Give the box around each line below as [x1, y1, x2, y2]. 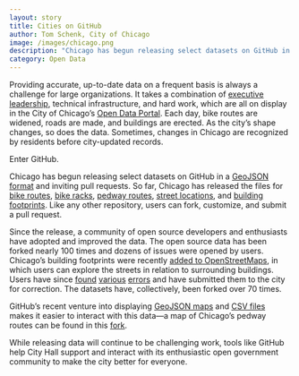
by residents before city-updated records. [9, 136, 164, 147]
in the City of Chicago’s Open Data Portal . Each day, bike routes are [9, 108, 258, 118]
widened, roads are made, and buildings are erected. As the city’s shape [9, 117, 276, 128]
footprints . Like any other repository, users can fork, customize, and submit [9, 200, 287, 210]
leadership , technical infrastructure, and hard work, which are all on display [9, 98, 287, 108]
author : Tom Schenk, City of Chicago [9, 30, 150, 38]
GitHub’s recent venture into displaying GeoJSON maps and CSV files [9, 301, 266, 312]
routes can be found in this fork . [9, 320, 128, 330]
